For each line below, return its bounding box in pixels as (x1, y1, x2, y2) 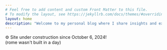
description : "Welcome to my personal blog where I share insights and (5, 21, 157, 26)
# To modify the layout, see (5, 12, 66, 17)
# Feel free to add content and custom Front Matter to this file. (5, 7, 148, 12)
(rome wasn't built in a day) (5, 40, 61, 46)
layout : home (5, 16, 32, 21)
